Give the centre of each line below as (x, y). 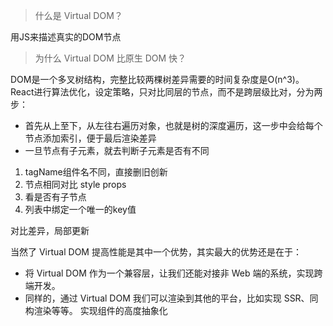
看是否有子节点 (55, 197)
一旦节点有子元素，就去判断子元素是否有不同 (117, 150)
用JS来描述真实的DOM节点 (66, 37)
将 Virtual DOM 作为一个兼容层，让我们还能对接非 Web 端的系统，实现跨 (173, 273)
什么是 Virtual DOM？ (78, 15)
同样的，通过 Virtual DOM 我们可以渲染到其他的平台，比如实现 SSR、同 (171, 298)
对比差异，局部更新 (50, 230)
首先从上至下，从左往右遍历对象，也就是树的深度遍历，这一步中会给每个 (173, 125)
